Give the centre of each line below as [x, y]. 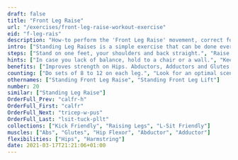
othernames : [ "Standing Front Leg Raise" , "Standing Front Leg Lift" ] [114, 80]
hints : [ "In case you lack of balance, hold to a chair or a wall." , [112, 60]
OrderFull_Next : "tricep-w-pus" [55, 113]
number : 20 [23, 86]
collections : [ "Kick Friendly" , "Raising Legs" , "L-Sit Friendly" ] [109, 126]
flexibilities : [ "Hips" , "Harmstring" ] [66, 139]
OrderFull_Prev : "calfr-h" [47, 100]
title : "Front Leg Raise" [45, 21]
